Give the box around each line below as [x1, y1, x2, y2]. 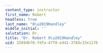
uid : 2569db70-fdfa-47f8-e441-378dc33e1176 [5, 40, 98, 45]
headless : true [5, 17, 37, 22]
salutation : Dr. [5, 31, 39, 36]
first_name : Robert [5, 12, 46, 17]
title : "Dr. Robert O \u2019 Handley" [5, 36, 82, 41]
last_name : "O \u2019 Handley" [5, 21, 67, 27]
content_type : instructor [5, 7, 60, 13]
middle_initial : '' [5, 26, 46, 31]
